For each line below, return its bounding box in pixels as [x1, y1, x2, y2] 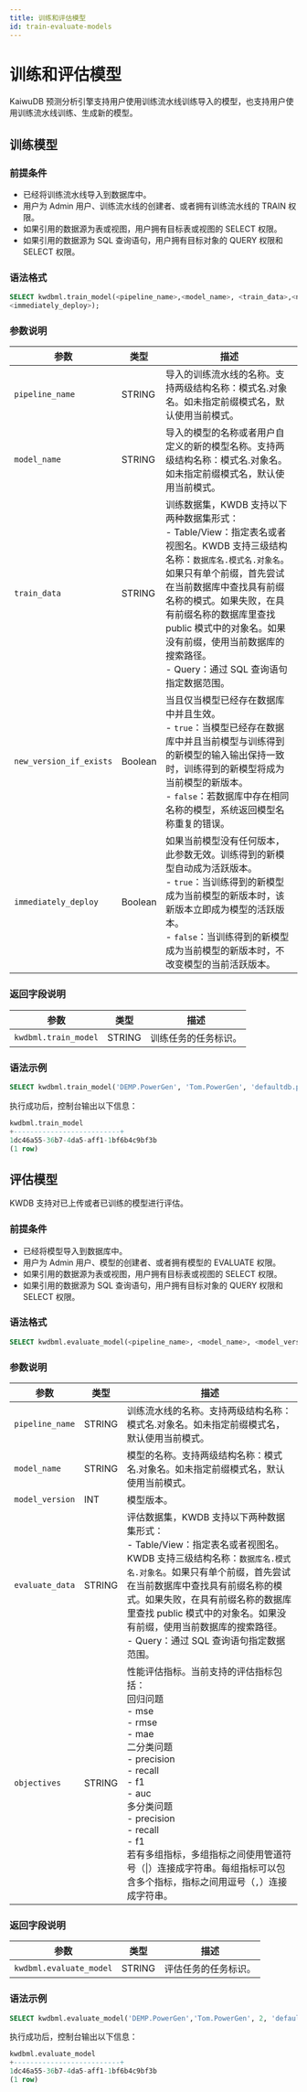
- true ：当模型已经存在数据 [165, 722, 285, 735]
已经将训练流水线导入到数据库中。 [22, 189, 152, 200]
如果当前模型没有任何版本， [165, 834, 285, 847]
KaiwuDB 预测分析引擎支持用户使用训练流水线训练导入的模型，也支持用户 [9, 96, 286, 107]
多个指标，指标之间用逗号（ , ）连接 [135, 1876, 288, 1889]
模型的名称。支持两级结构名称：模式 [126, 1449, 283, 1462]
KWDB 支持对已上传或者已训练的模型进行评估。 [9, 1197, 189, 1208]
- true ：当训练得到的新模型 [165, 875, 285, 888]
